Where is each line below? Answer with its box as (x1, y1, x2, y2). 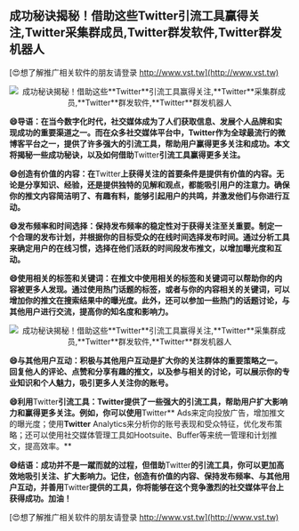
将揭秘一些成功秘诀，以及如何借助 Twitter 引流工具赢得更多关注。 (9, 149, 246, 160)
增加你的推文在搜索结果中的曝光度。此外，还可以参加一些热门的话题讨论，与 (9, 294, 290, 305)
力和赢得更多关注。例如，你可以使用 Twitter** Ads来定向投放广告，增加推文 (9, 407, 286, 418)
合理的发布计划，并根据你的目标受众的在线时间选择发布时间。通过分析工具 (16, 231, 290, 242)
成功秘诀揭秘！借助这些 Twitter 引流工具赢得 (9, 8, 249, 24)
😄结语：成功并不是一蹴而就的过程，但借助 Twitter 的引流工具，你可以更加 (9, 459, 278, 470)
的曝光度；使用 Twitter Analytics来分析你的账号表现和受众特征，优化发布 (9, 418, 275, 429)
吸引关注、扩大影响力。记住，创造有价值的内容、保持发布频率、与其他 (24, 471, 282, 481)
